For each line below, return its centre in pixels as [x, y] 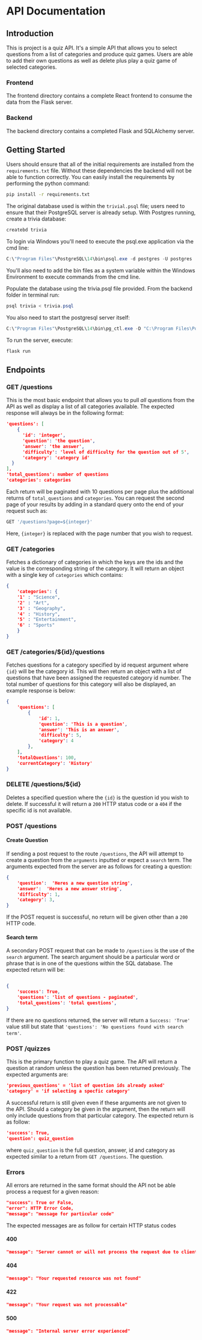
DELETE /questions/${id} [44, 784]
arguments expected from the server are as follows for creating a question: [99, 866]
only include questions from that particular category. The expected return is [100, 1115]
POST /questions [32, 826]
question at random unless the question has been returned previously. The [99, 1068]
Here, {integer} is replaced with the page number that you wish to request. [100, 533]
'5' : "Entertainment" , [47, 620]
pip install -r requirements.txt [48, 195]
